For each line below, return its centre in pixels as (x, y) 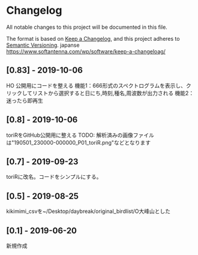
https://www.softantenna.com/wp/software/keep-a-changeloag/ (86, 51)
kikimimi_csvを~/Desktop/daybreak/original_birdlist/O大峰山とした (88, 211)
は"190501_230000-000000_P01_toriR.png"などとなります (79, 142)
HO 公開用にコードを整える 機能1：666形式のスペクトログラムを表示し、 (96, 85)
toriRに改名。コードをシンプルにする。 (54, 177)
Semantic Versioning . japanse (43, 45)
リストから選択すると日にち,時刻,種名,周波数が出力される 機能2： (113, 93)
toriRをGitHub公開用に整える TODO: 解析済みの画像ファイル (80, 135)
